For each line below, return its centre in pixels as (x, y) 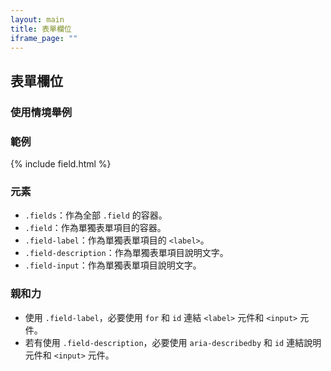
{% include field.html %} (61, 163)
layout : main (37, 19)
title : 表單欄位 (41, 29)
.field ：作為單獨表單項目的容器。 (95, 228)
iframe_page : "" (44, 38)
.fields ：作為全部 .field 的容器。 (96, 215)
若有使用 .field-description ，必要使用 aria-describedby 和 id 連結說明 (173, 342)
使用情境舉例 (41, 112)
